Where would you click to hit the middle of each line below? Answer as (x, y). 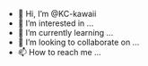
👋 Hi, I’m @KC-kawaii (57, 14)
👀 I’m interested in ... (56, 23)
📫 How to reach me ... (59, 52)
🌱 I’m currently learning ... (65, 33)
